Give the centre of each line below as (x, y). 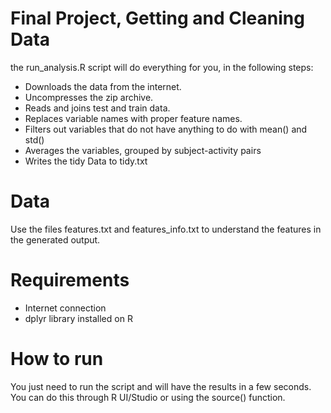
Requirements (70, 280)
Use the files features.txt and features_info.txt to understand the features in (166, 229)
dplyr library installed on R (78, 318)
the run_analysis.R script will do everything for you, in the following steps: (162, 67)
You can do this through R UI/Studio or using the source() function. (148, 397)
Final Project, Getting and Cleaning (157, 18)
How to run (57, 359)
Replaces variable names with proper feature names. (133, 118)
